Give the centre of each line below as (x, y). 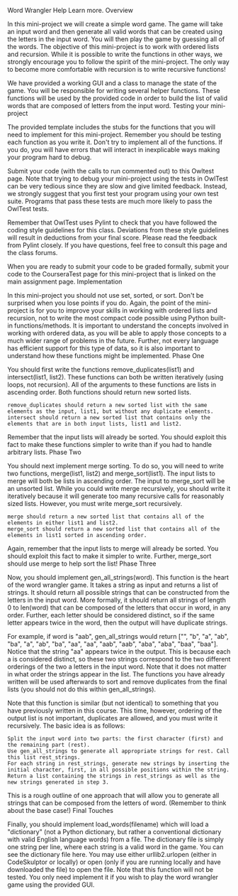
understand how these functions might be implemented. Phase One (106, 356)
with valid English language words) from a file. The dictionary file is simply (116, 839)
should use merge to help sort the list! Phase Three (82, 563)
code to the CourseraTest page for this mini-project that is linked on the (112, 274)
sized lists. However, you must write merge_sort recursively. (95, 503)
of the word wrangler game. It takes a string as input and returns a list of (113, 585)
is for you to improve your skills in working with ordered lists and (123, 311)
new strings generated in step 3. (58, 782)
